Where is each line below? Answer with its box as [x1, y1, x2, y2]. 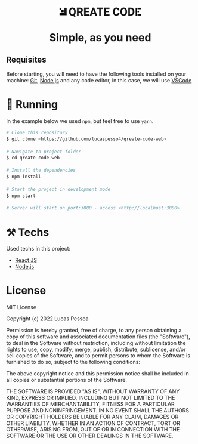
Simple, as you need [49, 31, 151, 45]
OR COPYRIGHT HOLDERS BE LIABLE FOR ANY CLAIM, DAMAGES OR [6, 414, 179, 421]
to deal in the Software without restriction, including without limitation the [6, 340, 186, 347]
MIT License [6, 304, 37, 311]
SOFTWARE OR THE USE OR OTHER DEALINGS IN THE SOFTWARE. [6, 432, 174, 440]
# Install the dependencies [6, 168, 76, 174]
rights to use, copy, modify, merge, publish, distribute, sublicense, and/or [6, 346, 186, 353]
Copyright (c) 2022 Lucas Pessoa [6, 315, 89, 322]
